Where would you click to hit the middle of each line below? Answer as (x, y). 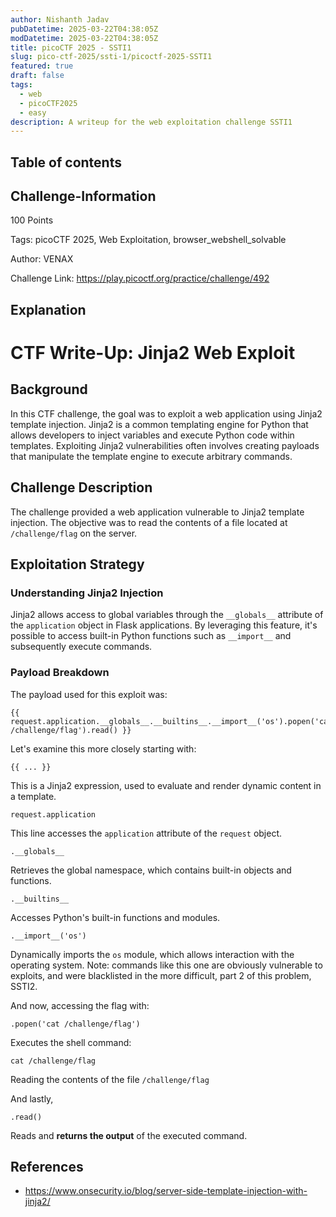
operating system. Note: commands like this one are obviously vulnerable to (166, 965)
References (47, 1167)
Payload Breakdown (60, 673)
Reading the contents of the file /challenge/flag (110, 1079)
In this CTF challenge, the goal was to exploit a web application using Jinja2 (166, 413)
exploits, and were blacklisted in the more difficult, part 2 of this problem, (161, 975)
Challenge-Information (83, 196)
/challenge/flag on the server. (74, 533)
